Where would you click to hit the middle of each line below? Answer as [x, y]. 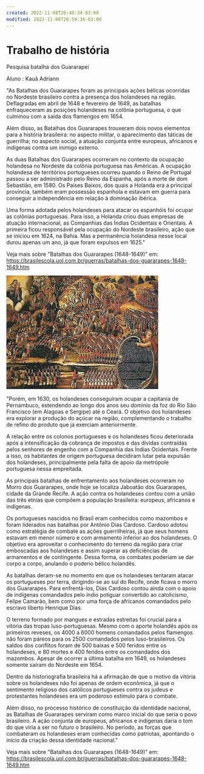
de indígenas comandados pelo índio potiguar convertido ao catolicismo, [97, 595]
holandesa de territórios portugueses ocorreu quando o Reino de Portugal [99, 172]
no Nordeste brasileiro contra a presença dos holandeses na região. [91, 97]
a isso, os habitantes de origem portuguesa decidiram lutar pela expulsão [98, 456]
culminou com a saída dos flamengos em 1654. [65, 116]
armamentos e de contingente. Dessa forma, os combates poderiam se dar [100, 557]
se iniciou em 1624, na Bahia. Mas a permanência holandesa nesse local [97, 236]
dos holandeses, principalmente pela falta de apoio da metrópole [87, 462]
